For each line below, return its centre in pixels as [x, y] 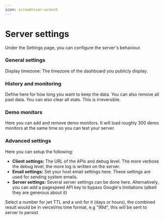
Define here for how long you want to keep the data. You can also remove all [82, 94]
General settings [25, 60]
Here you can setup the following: [39, 151]
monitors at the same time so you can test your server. [60, 128]
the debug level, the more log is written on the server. [66, 166]
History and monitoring [33, 83]
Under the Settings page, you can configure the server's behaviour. [73, 48]
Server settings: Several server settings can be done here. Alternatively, [85, 182]
